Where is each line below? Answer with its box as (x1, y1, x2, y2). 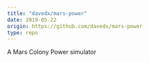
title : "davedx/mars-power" (7, 10, 88, 17)
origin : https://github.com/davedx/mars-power (7, 23, 143, 29)
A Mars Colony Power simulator (7, 48, 97, 56)
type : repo (7, 29, 38, 36)
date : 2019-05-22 (7, 16, 57, 23)
